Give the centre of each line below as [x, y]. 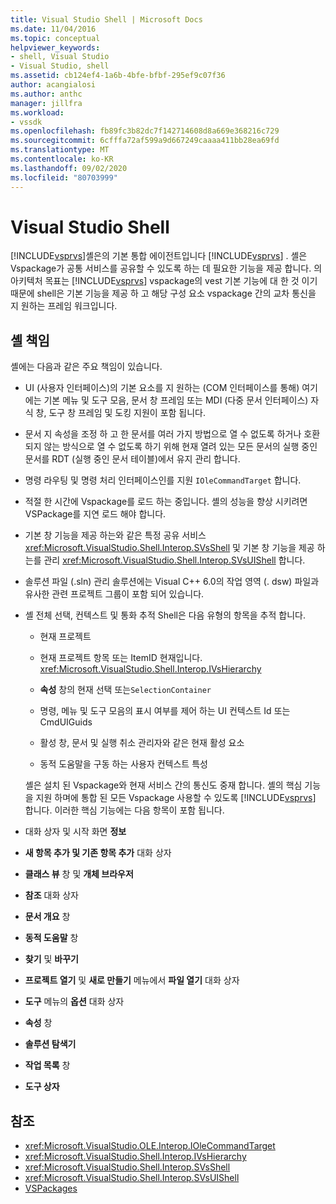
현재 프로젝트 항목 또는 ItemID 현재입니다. [121, 658]
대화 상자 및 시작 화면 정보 [75, 832]
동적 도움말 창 [51, 938]
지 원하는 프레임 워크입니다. [64, 306]
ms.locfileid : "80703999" [64, 177]
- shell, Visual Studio [60, 57]
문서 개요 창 [47, 917]
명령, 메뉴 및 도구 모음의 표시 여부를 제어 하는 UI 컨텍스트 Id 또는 [165, 711]
